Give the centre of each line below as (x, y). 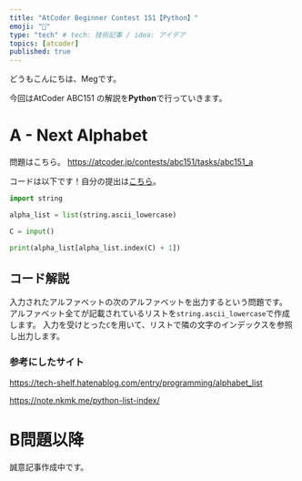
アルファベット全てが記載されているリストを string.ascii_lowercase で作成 (150, 313)
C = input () (32, 231)
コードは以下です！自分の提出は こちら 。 (85, 181)
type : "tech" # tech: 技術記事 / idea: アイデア (98, 35)
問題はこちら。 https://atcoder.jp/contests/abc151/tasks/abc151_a (131, 162)
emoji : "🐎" (30, 26)
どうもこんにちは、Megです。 (65, 79)
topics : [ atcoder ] (44, 43)
